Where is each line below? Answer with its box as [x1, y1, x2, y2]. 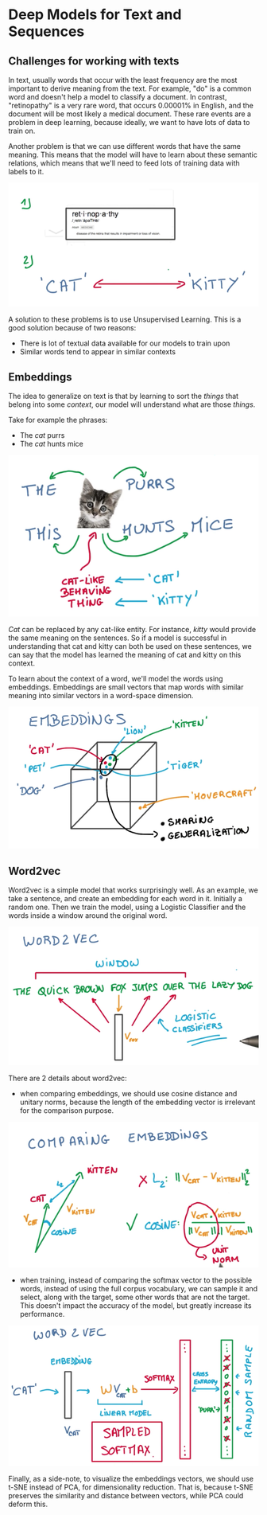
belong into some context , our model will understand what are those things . [8, 400, 256, 409]
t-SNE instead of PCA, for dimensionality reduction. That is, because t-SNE [8, 1482, 253, 1492]
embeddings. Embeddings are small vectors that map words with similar [8, 682, 244, 692]
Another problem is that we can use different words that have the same [8, 142, 241, 150]
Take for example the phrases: [8, 416, 108, 425]
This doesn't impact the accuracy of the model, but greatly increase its [19, 1301, 252, 1310]
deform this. [8, 1499, 48, 1509]
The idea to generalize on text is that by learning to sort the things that [8, 392, 239, 401]
